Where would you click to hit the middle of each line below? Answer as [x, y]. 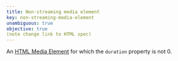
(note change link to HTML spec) [49, 34]
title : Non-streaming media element [53, 12]
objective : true [27, 29]
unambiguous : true [30, 23]
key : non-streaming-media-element [50, 18]
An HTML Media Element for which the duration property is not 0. [89, 51]
